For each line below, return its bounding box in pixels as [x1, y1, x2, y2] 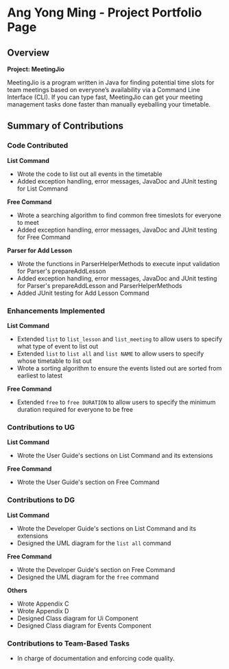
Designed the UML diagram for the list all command [16, 538, 171, 547]
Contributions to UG [7, 422, 75, 432]
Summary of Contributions [7, 120, 123, 132]
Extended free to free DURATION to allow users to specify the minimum [16, 397, 216, 406]
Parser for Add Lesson [7, 246, 73, 254]
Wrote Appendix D [16, 606, 69, 615]
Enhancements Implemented [7, 306, 105, 316]
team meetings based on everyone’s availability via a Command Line [7, 86, 200, 94]
